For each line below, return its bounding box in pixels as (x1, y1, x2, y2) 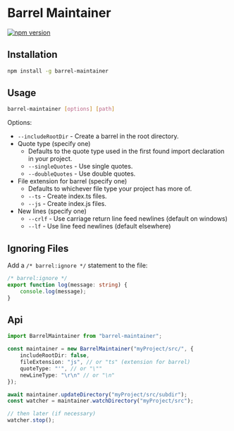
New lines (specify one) (17, 207, 87, 216)
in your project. (27, 154, 73, 163)
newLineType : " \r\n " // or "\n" (20, 372, 115, 379)
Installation (7, 49, 58, 61)
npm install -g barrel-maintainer (7, 67, 109, 75)
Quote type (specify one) (17, 140, 91, 148)
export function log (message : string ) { (7, 281, 128, 289)
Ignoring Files (7, 242, 69, 255)
